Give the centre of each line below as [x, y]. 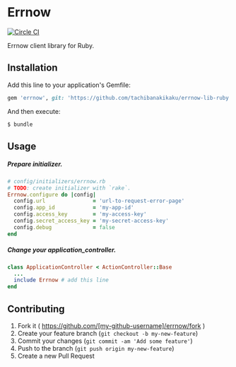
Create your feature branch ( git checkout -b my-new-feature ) [108, 334]
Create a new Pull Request [56, 356]
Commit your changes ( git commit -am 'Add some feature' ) [105, 341]
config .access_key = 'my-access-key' [80, 214]
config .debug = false [64, 227]
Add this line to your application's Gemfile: [69, 85]
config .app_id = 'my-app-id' [74, 208]
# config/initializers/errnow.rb [57, 181]
